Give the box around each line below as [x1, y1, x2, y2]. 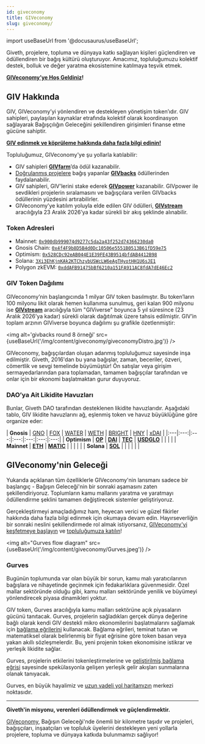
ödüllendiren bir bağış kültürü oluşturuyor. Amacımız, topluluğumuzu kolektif [6, 56, 198, 63]
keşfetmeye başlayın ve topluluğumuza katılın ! [6, 527, 122, 535]
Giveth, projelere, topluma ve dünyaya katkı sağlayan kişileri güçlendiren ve [6, 49, 196, 56]
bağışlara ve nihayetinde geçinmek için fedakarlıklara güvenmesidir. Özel [6, 581, 190, 588]
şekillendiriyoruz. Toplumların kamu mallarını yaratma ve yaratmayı [6, 489, 174, 497]
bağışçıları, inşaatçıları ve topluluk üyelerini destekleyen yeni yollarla [6, 724, 178, 732]
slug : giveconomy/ [6, 20, 53, 26]
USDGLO [137, 436, 160, 443]
